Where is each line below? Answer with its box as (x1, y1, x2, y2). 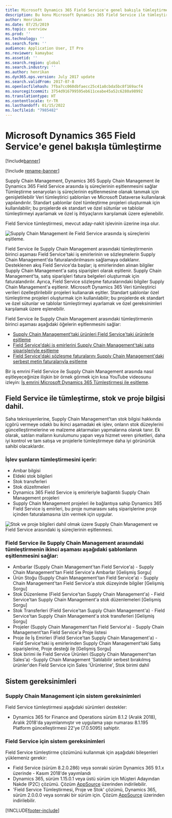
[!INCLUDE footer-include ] (5, 807, 60, 814)
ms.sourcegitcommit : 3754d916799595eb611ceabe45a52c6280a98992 (5, 88, 143, 94)
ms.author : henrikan (5, 70, 50, 75)
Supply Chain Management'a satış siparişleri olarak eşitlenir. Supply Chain (5, 268, 162, 274)
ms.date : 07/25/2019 (5, 22, 50, 27)
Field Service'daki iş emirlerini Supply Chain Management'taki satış (12, 342, 155, 348)
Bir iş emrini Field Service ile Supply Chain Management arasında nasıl (5, 368, 154, 374)
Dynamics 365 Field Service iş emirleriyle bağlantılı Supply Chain (12, 489, 150, 496)
